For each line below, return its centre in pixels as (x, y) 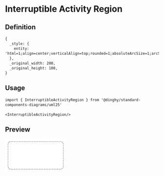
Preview (18, 130)
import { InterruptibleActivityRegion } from (52, 100)
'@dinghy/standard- (121, 100)
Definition (20, 27)
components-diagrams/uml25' (34, 105)
